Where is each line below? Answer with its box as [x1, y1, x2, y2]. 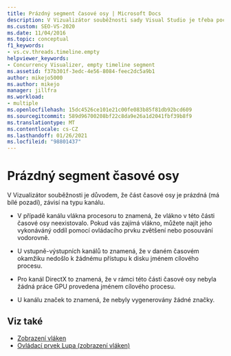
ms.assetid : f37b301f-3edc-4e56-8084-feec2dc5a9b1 [7, 68, 155, 75]
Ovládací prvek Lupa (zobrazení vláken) [16, 341, 131, 349]
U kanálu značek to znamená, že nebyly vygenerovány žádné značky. [16, 296, 215, 304]
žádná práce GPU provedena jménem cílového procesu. [16, 282, 176, 290]
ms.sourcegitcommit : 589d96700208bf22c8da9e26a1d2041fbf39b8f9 [7, 112, 192, 119]
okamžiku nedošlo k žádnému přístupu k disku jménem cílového [16, 255, 199, 263]
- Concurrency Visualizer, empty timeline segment [7, 61, 155, 68]
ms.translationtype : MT [7, 119, 76, 126]
